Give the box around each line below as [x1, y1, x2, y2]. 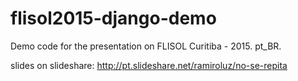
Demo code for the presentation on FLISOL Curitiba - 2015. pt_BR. [10, 40, 282, 52]
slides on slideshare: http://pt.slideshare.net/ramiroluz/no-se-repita [10, 59, 288, 71]
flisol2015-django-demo [10, 7, 217, 30]
